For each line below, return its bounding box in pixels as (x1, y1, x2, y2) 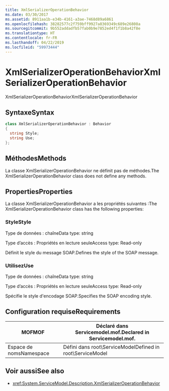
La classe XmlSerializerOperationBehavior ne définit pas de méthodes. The (5, 167, 159, 173)
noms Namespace (8, 350, 49, 357)
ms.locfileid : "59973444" (5, 45, 59, 50)
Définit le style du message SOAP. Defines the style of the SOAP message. (5, 249, 159, 255)
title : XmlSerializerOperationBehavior (5, 7, 89, 13)
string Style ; (10, 131, 39, 136)
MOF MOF (21, 329, 45, 336)
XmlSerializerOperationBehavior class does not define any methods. (5, 173, 147, 179)
